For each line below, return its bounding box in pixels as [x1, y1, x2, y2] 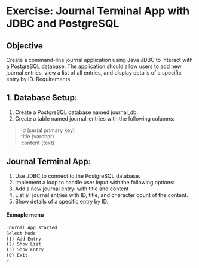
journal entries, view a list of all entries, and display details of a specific [6, 69, 182, 76]
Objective [6, 41, 44, 51]
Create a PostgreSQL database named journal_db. [14, 109, 139, 116]
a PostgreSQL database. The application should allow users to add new [6, 63, 182, 70]
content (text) [20, 139, 55, 146]
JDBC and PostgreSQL [6, 17, 120, 30]
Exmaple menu [6, 211, 44, 218]
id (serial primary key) [20, 127, 75, 134]
